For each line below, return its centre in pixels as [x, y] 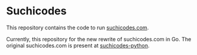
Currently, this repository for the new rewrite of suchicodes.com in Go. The [99, 39]
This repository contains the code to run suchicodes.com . [78, 27]
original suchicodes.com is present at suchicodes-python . [78, 45]
